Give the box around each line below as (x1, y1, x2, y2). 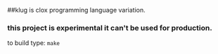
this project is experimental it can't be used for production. (7, 23, 212, 33)
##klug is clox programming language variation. (7, 6, 146, 14)
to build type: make (7, 39, 60, 47)
